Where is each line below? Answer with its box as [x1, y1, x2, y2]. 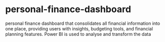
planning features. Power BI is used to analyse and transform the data [5, 31, 151, 37]
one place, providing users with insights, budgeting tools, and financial [5, 25, 153, 31]
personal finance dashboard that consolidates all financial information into [5, 20, 160, 26]
